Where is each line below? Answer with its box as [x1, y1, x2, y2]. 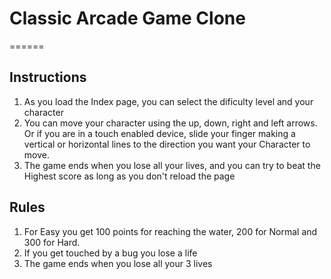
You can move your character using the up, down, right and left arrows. [23, 117, 318, 129]
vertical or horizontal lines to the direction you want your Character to [23, 138, 311, 150]
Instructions [9, 69, 87, 86]
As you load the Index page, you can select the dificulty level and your [23, 95, 314, 107]
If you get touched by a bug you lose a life [23, 247, 198, 259]
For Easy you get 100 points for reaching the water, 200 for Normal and [23, 225, 318, 237]
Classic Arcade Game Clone [9, 7, 246, 30]
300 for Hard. [23, 236, 81, 248]
